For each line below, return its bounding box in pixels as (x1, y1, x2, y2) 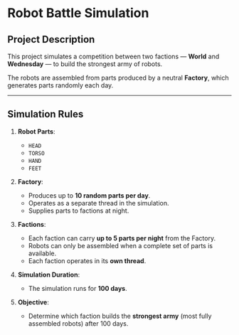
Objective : (17, 297, 50, 307)
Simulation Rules (7, 108, 84, 120)
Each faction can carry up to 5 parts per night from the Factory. (28, 233, 216, 243)
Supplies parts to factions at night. (28, 206, 129, 215)
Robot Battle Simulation (7, 5, 149, 21)
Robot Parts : (17, 127, 55, 136)
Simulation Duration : (17, 270, 80, 279)
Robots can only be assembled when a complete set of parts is (28, 241, 213, 250)
